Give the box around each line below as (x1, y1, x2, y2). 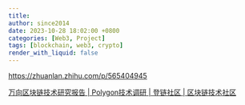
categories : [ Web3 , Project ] (8, 34, 106, 42)
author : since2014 (8, 19, 70, 27)
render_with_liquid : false (8, 49, 98, 57)
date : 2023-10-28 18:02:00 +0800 (8, 26, 120, 34)
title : (8, 11, 30, 20)
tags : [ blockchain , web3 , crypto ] (8, 42, 124, 50)
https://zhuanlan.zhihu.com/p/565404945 (8, 71, 148, 80)
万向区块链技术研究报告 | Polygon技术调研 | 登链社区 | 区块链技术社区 (8, 87, 237, 97)
